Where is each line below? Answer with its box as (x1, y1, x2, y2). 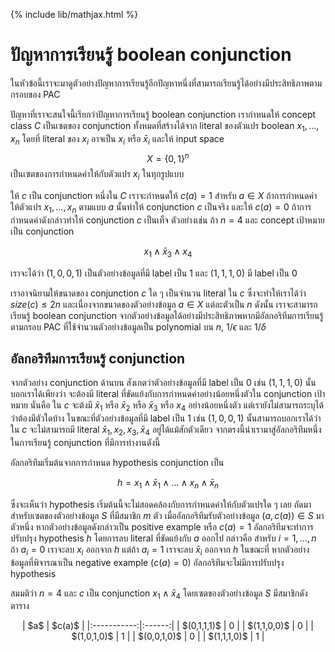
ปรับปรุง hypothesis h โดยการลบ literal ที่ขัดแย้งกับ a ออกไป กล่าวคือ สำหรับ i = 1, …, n (10, 532, 317, 544)
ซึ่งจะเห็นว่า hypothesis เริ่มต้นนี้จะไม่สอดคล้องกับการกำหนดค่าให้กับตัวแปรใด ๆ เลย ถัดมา (10, 498, 312, 510)
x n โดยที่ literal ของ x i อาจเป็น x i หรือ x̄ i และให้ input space (10, 132, 225, 147)
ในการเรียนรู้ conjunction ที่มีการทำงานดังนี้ (10, 436, 161, 448)
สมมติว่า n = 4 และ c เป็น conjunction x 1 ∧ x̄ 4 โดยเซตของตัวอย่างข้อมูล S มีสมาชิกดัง (10, 587, 308, 601)
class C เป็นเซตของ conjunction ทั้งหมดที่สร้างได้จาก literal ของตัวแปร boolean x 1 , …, (10, 119, 320, 134)
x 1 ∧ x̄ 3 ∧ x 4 (143, 245, 193, 259)
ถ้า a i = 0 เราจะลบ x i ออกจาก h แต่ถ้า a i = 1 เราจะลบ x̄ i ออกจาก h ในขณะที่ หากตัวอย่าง (10, 543, 310, 558)
